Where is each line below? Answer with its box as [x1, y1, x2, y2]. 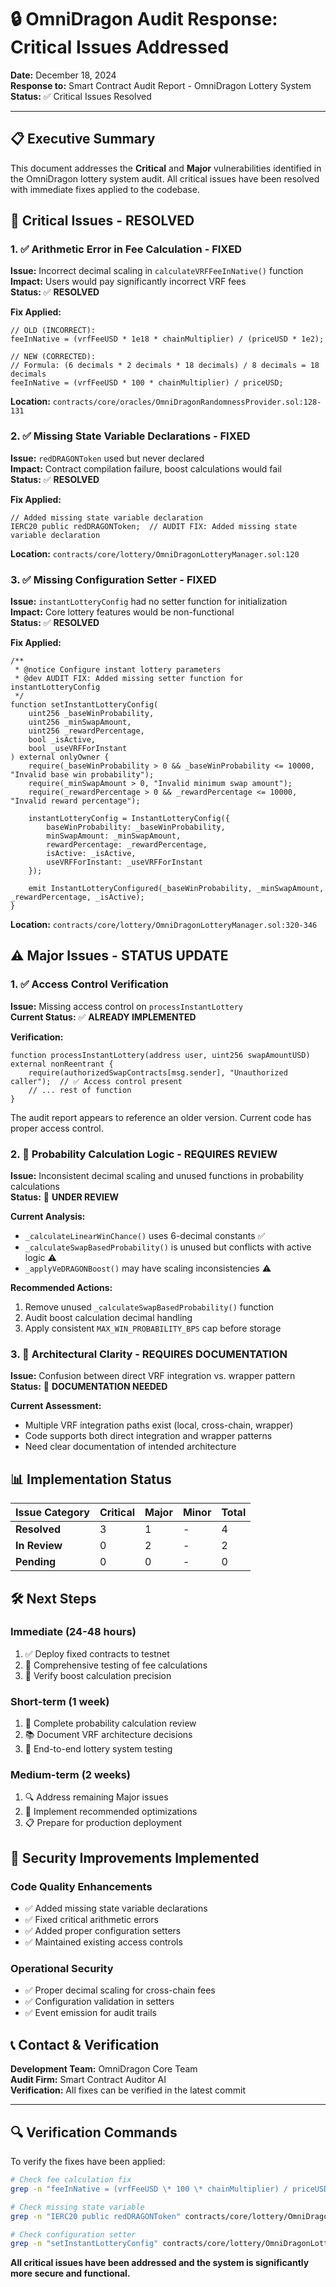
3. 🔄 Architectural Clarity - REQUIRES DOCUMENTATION [10, 1347, 288, 1361]
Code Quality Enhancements [10, 1879, 153, 1893]
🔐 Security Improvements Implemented [10, 1849, 260, 1866]
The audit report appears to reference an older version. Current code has [10, 1111, 312, 1123]
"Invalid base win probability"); [10, 770, 155, 780]
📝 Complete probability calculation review [24, 1717, 197, 1730]
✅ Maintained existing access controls [24, 1936, 183, 1948]
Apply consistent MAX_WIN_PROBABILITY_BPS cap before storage [24, 1322, 282, 1335]
